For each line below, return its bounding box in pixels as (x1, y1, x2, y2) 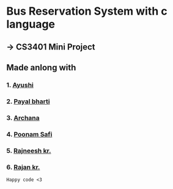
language (6, 17, 56, 31)
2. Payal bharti (6, 97, 50, 105)
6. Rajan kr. (6, 163, 40, 171)
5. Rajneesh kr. (6, 146, 51, 155)
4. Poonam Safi (6, 130, 53, 138)
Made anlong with (6, 62, 76, 73)
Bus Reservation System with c (6, 4, 168, 18)
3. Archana (6, 113, 40, 122)
